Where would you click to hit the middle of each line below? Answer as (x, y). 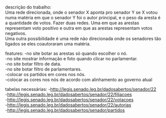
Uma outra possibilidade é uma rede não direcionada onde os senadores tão (83, 39)
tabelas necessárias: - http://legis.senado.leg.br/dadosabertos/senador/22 (81, 89)
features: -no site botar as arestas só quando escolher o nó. (66, 53)
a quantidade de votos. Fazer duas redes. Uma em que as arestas (72, 23)
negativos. (16, 33)
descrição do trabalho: (28, 7)
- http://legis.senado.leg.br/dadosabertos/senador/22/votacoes (69, 100)
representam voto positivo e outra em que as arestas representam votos (79, 28)
